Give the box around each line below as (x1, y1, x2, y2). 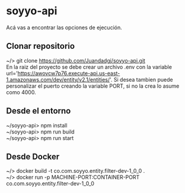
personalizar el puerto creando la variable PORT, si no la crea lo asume (6, 82, 180, 89)
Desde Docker (6, 151, 60, 161)
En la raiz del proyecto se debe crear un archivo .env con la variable (6, 63, 172, 70)
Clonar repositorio (6, 41, 75, 51)
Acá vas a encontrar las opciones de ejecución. (6, 24, 123, 31)
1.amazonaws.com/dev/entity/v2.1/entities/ (6, 76, 110, 83)
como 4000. (6, 88, 37, 96)
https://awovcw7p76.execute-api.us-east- (17, 70, 120, 77)
